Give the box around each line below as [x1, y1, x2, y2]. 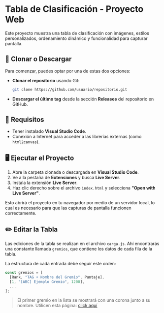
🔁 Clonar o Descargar [5, 55, 72, 63]
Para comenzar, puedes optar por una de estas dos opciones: [5, 68, 131, 74]
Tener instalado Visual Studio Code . [12, 128, 86, 134]
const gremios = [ [5, 270, 43, 275]
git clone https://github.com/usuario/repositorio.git [12, 87, 128, 92]
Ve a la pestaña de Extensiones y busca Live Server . [12, 175, 121, 181]
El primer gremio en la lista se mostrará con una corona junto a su [17, 297, 151, 303]
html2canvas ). [12, 139, 40, 145]
